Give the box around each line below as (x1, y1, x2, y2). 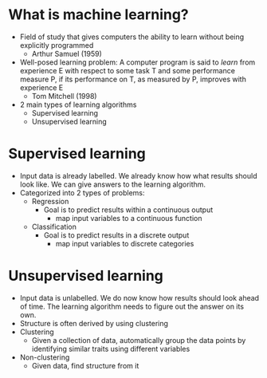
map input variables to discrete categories (55, 238, 194, 248)
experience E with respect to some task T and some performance (19, 65, 235, 75)
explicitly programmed (19, 40, 94, 49)
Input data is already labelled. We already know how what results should (19, 171, 257, 180)
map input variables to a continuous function (55, 213, 202, 222)
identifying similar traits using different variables (31, 344, 190, 353)
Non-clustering (19, 352, 70, 362)
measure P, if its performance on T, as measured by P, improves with (19, 74, 247, 84)
